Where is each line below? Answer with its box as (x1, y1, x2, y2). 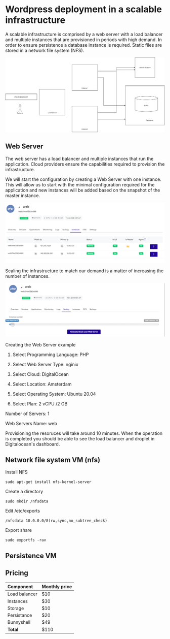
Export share (5, 527, 32, 533)
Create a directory (5, 489, 44, 495)
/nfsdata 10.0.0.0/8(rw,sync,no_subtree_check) (5, 518, 108, 524)
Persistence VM (5, 551, 57, 560)
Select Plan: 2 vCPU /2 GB (12, 400, 68, 407)
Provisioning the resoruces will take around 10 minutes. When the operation (5, 430, 163, 436)
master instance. (5, 192, 40, 199)
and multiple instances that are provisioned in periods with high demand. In (5, 37, 162, 43)
